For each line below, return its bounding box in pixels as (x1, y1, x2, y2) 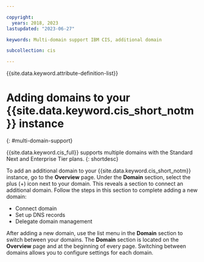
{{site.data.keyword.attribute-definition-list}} (6, 69, 119, 77)
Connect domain (15, 205, 57, 212)
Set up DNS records (15, 211, 66, 219)
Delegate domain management (15, 218, 93, 225)
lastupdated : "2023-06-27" (6, 26, 75, 32)
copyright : (6, 14, 34, 20)
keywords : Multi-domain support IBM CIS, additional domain (6, 37, 163, 43)
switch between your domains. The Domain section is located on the (6, 236, 179, 244)
